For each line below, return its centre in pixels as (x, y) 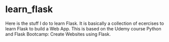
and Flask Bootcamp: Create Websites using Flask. (58, 34)
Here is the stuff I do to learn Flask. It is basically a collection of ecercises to (85, 23)
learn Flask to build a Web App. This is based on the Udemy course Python (83, 28)
